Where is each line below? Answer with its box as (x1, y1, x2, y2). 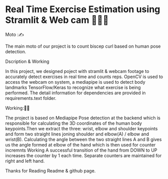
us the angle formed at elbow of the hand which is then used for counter (5, 141, 156, 148)
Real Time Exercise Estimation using (5, 4, 160, 15)
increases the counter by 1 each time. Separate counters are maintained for (5, 152, 162, 158)
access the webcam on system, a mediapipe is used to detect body (5, 79, 145, 85)
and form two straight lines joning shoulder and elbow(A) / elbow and (5, 131, 149, 137)
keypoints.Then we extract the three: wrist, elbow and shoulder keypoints (5, 125, 158, 131)
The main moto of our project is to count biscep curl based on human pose (5, 43, 161, 49)
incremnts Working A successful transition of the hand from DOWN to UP (5, 147, 157, 153)
